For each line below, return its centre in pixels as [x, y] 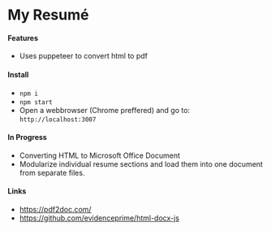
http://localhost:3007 [58, 120]
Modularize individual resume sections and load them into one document [141, 163]
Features [23, 37]
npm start [36, 102]
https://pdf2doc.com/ [55, 209]
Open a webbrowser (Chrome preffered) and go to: [105, 110]
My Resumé [48, 15]
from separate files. [52, 172]
